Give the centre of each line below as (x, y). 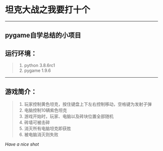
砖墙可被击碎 (37, 122)
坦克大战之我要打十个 (48, 10)
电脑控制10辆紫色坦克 (46, 110)
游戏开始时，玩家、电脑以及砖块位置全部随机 (69, 116)
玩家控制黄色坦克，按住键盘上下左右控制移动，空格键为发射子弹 (88, 104)
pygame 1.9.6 (37, 70)
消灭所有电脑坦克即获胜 (48, 128)
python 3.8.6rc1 (40, 66)
